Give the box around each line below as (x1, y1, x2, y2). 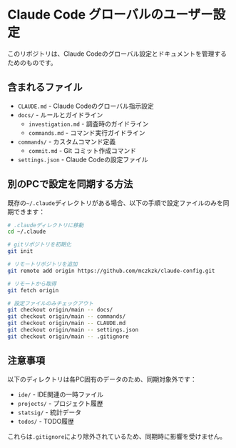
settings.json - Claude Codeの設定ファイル (17, 155, 148, 164)
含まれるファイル (7, 81, 83, 94)
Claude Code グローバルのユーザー (7, 6, 213, 23)
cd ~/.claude (7, 228, 46, 236)
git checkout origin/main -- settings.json (7, 327, 139, 334)
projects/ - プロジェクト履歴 (17, 399, 103, 407)
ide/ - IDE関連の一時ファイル (17, 390, 104, 399)
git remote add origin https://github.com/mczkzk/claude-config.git (7, 267, 215, 274)
